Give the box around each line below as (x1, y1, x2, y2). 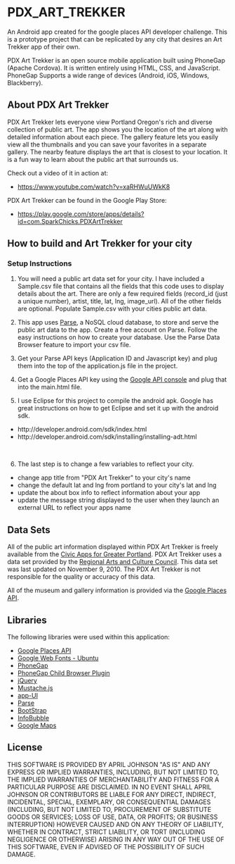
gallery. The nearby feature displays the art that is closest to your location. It (7, 147, 228, 156)
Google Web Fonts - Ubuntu (17, 654, 99, 663)
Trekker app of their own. (7, 42, 81, 51)
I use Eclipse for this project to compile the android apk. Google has (17, 396, 214, 405)
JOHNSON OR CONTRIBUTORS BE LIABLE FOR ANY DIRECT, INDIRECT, (7, 790, 216, 799)
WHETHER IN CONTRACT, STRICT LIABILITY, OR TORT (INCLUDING (7, 827, 206, 836)
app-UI (17, 691, 39, 700)
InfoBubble (17, 714, 50, 722)
